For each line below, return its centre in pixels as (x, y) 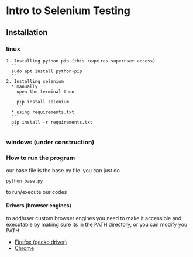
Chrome (24, 248)
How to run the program (41, 158)
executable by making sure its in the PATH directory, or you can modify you (97, 225)
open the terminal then (46, 92)
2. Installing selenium (35, 81)
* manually (25, 86)
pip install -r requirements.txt (52, 122)
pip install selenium (43, 102)
